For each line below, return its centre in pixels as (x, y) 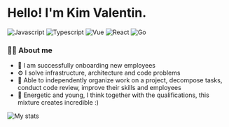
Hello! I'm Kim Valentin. (77, 13)
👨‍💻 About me (30, 50)
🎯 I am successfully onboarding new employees (86, 66)
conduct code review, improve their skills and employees (99, 88)
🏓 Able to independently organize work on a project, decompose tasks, (120, 80)
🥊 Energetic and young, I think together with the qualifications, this (113, 95)
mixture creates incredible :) (58, 103)
